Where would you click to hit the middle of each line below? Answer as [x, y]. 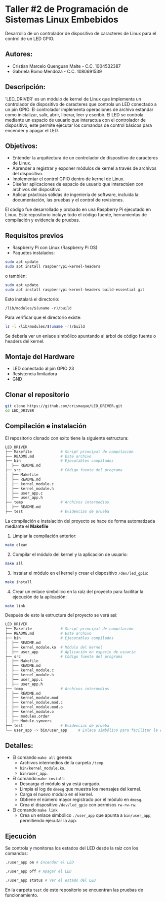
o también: [16, 276]
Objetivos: [21, 146]
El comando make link [35, 810]
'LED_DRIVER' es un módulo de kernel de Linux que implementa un [73, 99]
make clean [16, 545]
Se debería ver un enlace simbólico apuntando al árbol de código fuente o [81, 336]
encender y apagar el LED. [32, 130]
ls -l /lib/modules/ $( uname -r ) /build [45, 326]
